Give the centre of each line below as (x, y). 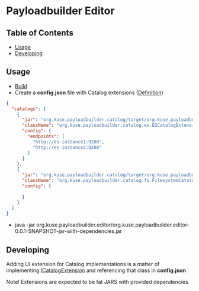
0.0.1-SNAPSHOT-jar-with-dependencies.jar (68, 231)
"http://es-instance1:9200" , (68, 142)
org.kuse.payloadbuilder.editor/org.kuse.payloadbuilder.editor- (113, 225)
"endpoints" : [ (46, 137)
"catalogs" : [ (29, 109)
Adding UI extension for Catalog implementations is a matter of (83, 264)
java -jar (25, 225)
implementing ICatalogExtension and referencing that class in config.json (96, 270)
